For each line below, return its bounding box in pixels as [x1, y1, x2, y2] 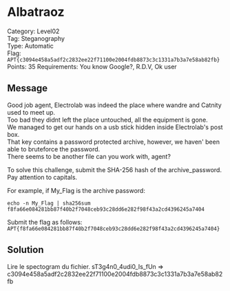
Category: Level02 [7, 27, 60, 35]
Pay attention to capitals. [7, 173, 78, 181]
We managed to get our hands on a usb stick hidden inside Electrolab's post [7, 122, 223, 131]
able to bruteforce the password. [7, 144, 101, 153]
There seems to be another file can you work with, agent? [7, 152, 171, 160]
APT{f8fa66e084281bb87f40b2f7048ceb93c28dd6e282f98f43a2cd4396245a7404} [7, 225, 220, 232]
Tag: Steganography [7, 34, 65, 42]
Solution [7, 244, 44, 256]
